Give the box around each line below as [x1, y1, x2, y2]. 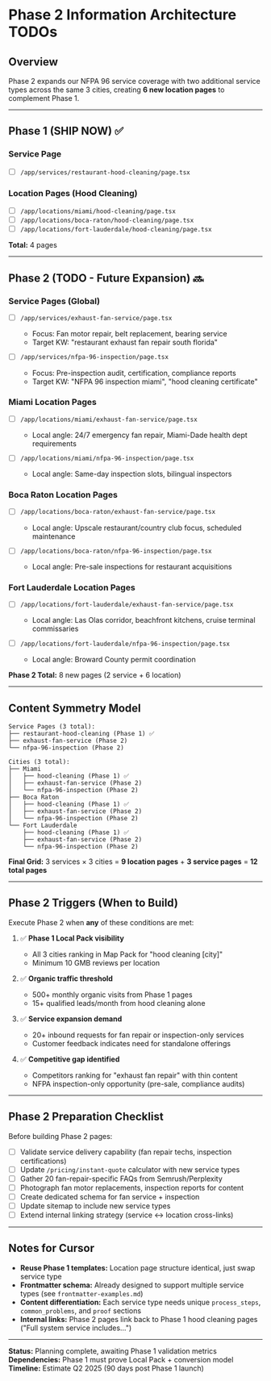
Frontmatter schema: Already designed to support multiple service [19, 1280, 244, 1290]
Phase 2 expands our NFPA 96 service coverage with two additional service [8, 77, 261, 86]
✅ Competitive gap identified [19, 1054, 120, 1064]
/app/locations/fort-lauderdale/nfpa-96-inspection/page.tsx [19, 640, 230, 649]
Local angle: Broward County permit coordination [31, 655, 196, 665]
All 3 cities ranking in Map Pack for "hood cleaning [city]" [31, 949, 223, 959]
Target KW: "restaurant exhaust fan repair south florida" [31, 337, 218, 347]
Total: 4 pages [8, 240, 58, 250]
